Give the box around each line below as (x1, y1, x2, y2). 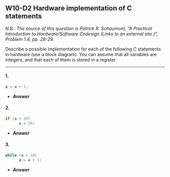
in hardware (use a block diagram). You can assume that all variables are (5, 51, 157, 57)
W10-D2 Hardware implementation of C (5, 4, 132, 13)
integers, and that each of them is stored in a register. (5, 57, 117, 63)
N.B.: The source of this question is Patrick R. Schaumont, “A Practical (5, 25, 152, 31)
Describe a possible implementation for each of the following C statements (5, 46, 161, 52)
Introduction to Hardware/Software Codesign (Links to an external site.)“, (5, 30, 158, 37)
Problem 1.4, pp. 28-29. (5, 36, 55, 42)
